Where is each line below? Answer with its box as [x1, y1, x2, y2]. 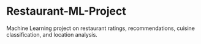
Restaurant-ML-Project [6, 4, 127, 18]
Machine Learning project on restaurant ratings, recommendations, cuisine [6, 24, 195, 32]
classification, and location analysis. [6, 31, 98, 38]
